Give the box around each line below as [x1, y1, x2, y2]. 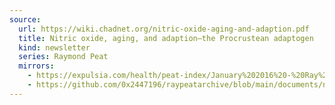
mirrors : [18, 61, 55, 71]
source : [9, 14, 42, 25]
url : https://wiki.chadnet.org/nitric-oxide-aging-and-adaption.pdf [18, 24, 310, 34]
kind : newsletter [18, 42, 91, 53]
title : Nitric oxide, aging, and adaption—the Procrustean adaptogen [18, 33, 314, 43]
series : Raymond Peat [18, 52, 109, 62]
